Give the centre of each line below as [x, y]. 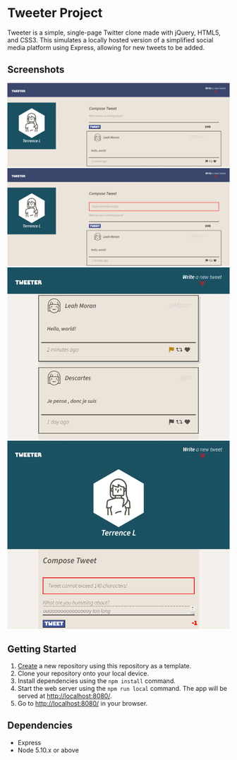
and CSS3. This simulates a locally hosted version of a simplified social [110, 40]
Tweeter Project [55, 13]
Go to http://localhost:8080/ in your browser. [83, 703]
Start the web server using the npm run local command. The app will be [122, 688]
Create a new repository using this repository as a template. [104, 665]
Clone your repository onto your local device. [83, 673]
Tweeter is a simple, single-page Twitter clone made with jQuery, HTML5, [114, 32]
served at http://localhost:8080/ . [65, 696]
